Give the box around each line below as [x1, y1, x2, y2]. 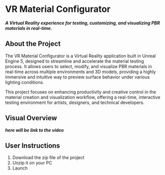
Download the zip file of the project [12, 155, 85, 161]
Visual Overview [5, 114, 57, 122]
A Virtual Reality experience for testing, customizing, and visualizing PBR [5, 20, 160, 26]
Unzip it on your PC [12, 160, 53, 166]
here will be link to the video [5, 127, 64, 133]
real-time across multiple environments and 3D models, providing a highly [5, 69, 156, 75]
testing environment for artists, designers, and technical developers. [5, 99, 145, 105]
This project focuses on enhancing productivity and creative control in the [5, 88, 156, 95]
